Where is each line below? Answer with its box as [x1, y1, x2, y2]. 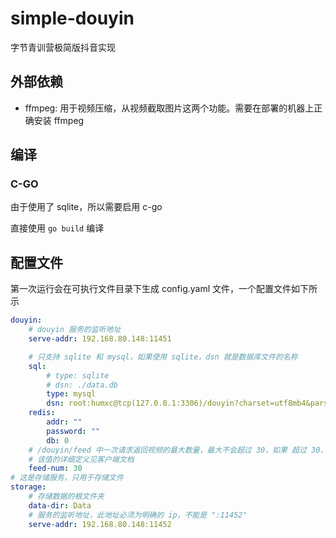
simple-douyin [10, 7, 135, 30]
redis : [28, 408, 56, 418]
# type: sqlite [46, 370, 110, 381]
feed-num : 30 [28, 463, 83, 474]
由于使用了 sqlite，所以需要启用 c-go [10, 201, 163, 213]
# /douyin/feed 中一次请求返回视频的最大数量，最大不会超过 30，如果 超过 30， [28, 445, 328, 455]
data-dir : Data [28, 500, 92, 511]
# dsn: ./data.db [46, 380, 118, 390]
